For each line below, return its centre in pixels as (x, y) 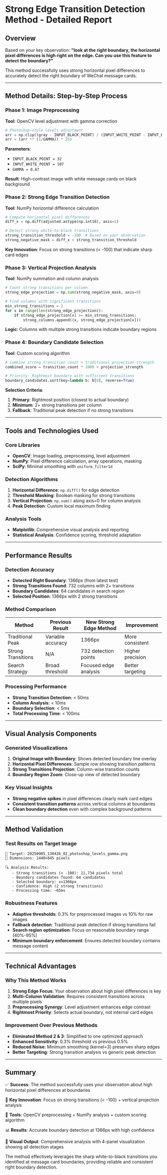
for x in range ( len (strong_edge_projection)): (54, 311)
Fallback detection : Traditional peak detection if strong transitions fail (84, 924)
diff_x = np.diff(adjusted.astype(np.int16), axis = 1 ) (62, 222)
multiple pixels (27, 1002)
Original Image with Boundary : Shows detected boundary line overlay (84, 759)
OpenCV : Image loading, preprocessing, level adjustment (71, 456)
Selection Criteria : (24, 390)
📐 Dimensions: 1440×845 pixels (38, 858)
